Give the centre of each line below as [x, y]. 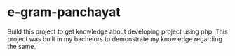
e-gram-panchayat [64, 12]
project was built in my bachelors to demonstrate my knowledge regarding [115, 38]
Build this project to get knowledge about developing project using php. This [117, 31]
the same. [22, 46]
